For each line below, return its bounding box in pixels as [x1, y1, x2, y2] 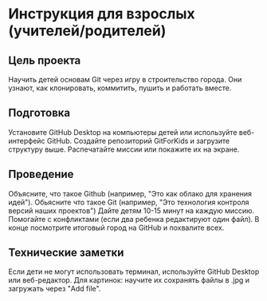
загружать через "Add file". [8, 284, 101, 294]
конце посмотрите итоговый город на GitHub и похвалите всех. [8, 223, 225, 232]
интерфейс [8, 136, 45, 145]
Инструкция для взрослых [8, 5, 195, 23]
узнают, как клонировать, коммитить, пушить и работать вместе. [8, 83, 232, 93]
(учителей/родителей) [8, 22, 167, 40]
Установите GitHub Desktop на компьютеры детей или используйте [8, 127, 238, 137]
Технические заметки [8, 246, 124, 259]
